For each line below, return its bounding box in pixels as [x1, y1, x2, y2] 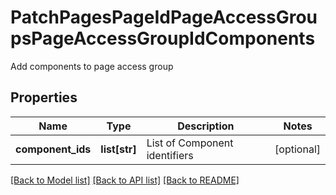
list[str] [100, 142, 137, 156]
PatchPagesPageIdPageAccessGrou [10, 6, 318, 29]
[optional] [274, 142, 321, 156]
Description [177, 119, 235, 133]
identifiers [146, 148, 194, 162]
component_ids [15, 142, 92, 156]
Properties [10, 89, 78, 106]
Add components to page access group [10, 60, 174, 72]
